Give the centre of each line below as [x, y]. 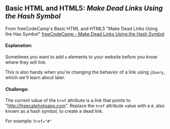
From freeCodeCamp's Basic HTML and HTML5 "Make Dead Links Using [82, 28]
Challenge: [17, 89]
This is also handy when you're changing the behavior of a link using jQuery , [85, 72]
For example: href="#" [29, 121]
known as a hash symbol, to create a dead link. [54, 111]
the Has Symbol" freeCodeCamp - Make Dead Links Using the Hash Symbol [85, 34]
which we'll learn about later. [35, 78]
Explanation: [19, 46]
